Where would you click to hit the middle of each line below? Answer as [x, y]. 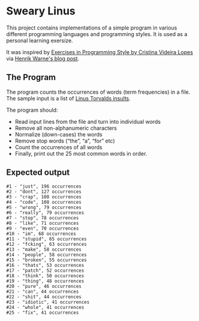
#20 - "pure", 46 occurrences [44, 286]
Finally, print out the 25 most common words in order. [81, 153]
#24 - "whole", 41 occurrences [45, 307]
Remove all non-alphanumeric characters [66, 128]
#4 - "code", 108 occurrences [44, 202]
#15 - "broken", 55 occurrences [46, 260]
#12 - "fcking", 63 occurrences [46, 244]
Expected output [38, 173]
